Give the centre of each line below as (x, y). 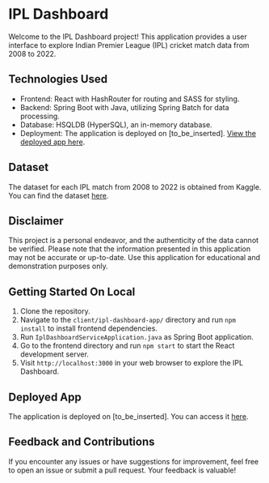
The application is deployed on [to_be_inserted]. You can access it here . (128, 417)
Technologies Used (58, 79)
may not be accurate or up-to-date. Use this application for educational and (134, 258)
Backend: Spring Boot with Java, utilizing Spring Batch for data (124, 107)
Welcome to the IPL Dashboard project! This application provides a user (128, 36)
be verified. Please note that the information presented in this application (130, 249)
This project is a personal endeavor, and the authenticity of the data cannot (134, 241)
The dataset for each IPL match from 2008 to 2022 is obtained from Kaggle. (135, 186)
